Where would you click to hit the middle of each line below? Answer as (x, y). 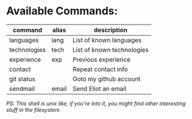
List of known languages (107, 40)
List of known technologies (111, 50)
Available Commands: (62, 11)
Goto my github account (107, 79)
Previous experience (102, 59)
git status (22, 79)
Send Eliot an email (100, 89)
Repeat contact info (100, 69)
